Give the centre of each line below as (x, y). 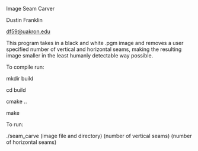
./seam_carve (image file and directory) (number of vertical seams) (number (99, 136)
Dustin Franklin (24, 20)
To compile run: (25, 67)
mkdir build (20, 78)
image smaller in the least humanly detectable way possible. (80, 55)
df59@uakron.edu (28, 31)
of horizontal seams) (31, 142)
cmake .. (17, 101)
